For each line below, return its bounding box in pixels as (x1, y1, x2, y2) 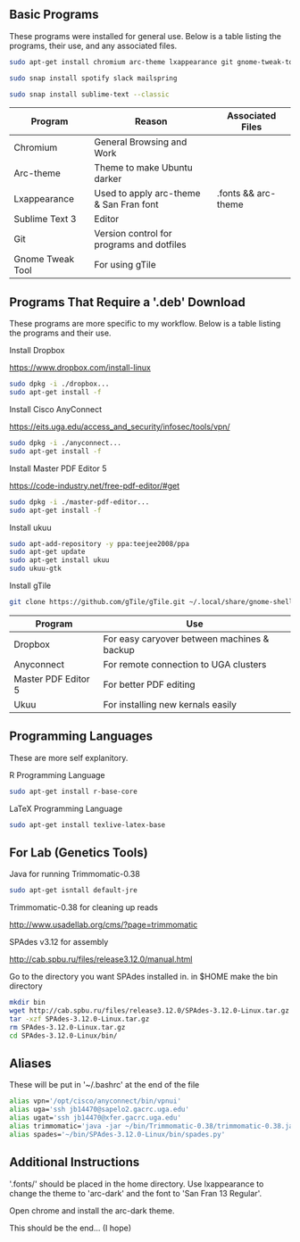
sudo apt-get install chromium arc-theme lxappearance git (9, 57, 234, 66)
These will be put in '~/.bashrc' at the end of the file (9, 1080, 200, 1090)
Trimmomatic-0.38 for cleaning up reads (9, 902, 159, 913)
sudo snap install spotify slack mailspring (9, 73, 178, 83)
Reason (135, 115, 168, 128)
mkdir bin (9, 998, 46, 1007)
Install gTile (9, 580, 52, 591)
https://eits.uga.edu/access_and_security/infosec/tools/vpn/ (9, 421, 230, 432)
